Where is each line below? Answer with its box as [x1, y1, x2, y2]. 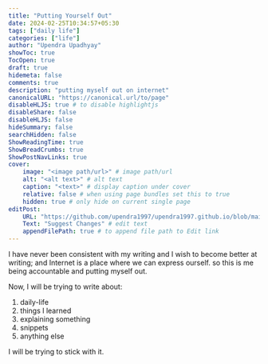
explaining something [19, 314, 91, 324]
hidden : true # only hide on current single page [22, 198, 191, 206]
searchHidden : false [8, 130, 77, 138]
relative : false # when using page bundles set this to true [22, 190, 230, 198]
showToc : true [8, 49, 56, 57]
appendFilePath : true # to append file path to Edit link [22, 227, 219, 236]
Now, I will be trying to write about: [8, 282, 123, 291]
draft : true [8, 64, 48, 72]
